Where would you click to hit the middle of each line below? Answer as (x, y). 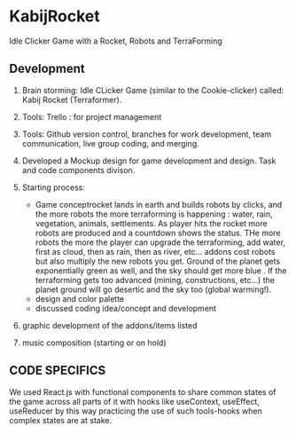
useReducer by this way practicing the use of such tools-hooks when (136, 411)
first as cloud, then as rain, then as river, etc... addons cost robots (155, 251)
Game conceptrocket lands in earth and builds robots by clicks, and (159, 204)
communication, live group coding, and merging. (110, 143)
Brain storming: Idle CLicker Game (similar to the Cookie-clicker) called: (153, 90)
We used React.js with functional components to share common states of (143, 391)
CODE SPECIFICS (58, 371)
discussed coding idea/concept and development (126, 308)
